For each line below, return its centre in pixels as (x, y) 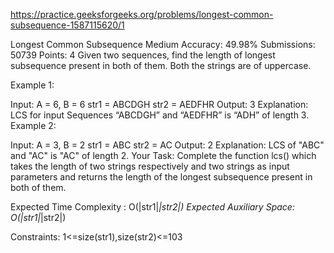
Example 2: (33, 125)
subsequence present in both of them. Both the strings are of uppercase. (161, 65)
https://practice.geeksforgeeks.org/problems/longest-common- (142, 14)
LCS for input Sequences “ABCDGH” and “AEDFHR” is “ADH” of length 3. (160, 115)
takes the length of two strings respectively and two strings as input (150, 166)
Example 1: (32, 85)
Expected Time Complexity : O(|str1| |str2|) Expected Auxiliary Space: (152, 207)
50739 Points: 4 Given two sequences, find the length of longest (143, 55)
